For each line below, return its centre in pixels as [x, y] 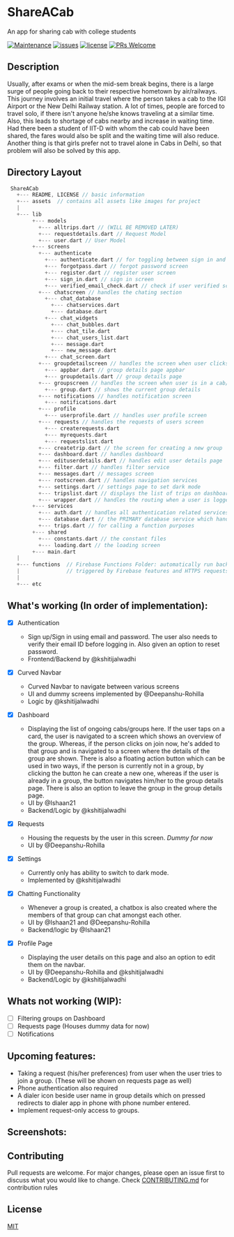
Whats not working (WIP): [64, 1002]
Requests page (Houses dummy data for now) [83, 1026]
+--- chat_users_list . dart [90, 338]
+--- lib [29, 215]
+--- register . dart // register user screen [110, 273]
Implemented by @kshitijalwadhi [74, 880]
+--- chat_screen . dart [77, 357]
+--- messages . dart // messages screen [96, 474]
